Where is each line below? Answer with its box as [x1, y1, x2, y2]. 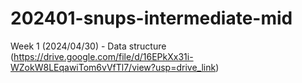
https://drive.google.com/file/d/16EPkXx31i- [13, 50, 194, 62]
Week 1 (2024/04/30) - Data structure [10, 40, 167, 52]
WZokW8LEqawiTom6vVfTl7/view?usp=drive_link [10, 61, 217, 73]
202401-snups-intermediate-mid [10, 7, 293, 30]
